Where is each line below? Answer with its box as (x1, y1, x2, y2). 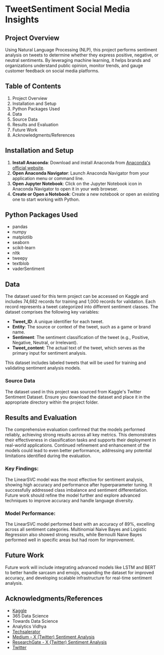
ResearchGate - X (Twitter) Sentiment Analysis (12, 639, 107, 645)
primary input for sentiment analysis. (12, 350, 87, 356)
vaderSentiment (12, 266, 45, 272)
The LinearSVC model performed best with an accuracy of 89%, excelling (5, 521, 155, 527)
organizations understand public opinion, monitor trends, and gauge (5, 63, 143, 68)
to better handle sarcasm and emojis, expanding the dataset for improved (5, 569, 154, 575)
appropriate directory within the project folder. (5, 399, 99, 405)
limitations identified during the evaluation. (5, 453, 92, 459)
